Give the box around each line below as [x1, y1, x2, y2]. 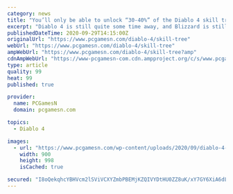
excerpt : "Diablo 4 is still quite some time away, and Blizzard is [7, 23, 209, 30]
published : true [7, 81, 54, 88]
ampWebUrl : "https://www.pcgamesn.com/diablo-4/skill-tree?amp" [7, 49, 197, 56]
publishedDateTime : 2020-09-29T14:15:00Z [7, 29, 129, 37]
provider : [7, 94, 36, 100]
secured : [7, 176, 33, 184]
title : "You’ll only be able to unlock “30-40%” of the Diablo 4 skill [7, 17, 218, 24]
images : [7, 138, 30, 145]
